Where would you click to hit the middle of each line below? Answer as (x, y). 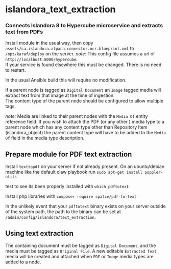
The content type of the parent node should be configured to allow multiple (84, 101)
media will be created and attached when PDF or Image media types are (80, 257)
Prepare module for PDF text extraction (69, 154)
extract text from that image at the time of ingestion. (60, 95)
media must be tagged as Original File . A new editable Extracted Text (81, 251)
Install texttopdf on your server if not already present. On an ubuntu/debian (85, 167)
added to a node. (23, 262)
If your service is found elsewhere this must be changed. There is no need (83, 65)
